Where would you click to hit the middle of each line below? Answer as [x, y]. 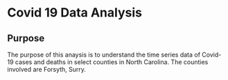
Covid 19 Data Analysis [74, 13]
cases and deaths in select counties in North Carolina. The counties [112, 62]
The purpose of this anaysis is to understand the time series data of [104, 54]
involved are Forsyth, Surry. [47, 69]
